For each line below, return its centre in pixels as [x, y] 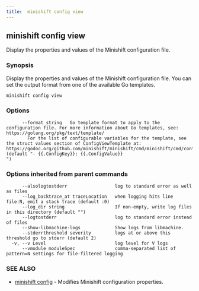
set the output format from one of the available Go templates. [81, 84]
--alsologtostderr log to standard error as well [107, 186]
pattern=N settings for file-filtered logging [65, 254]
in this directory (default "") [46, 212]
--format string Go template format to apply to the [91, 123]
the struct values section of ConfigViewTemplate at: [74, 144]
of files [17, 223]
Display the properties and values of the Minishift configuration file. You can [99, 78]
